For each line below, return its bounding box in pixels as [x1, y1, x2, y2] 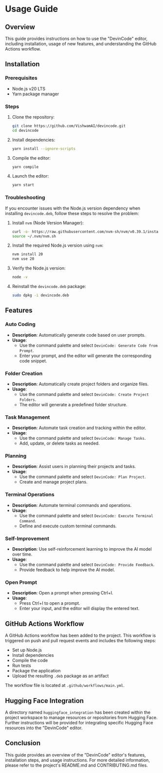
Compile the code [12, 658, 48, 664]
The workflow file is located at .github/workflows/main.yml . [5, 683, 125, 688]
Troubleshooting [5, 194, 45, 201]
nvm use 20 [12, 256, 35, 261]
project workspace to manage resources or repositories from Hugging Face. [5, 715, 158, 720]
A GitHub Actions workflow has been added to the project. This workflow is [5, 632, 156, 638]
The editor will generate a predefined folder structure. [19, 401, 127, 407]
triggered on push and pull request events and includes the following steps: [5, 638, 157, 644]
